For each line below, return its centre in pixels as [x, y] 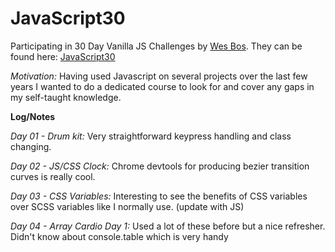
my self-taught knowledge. [66, 97]
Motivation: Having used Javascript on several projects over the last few [159, 76]
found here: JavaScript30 [63, 56]
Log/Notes [33, 116]
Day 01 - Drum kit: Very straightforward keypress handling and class [151, 136]
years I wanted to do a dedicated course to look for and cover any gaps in [162, 86]
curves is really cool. [53, 176]
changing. [31, 146]
